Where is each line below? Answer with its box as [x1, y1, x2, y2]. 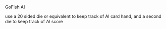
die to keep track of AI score [5, 19, 63, 24]
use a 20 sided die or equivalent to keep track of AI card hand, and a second [5, 14, 162, 19]
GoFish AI [5, 4, 25, 10]
